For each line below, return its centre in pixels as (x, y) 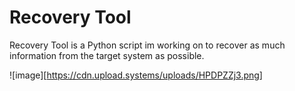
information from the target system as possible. (107, 55)
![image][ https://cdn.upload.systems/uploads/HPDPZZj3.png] (136, 75)
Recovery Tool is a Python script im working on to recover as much (147, 45)
